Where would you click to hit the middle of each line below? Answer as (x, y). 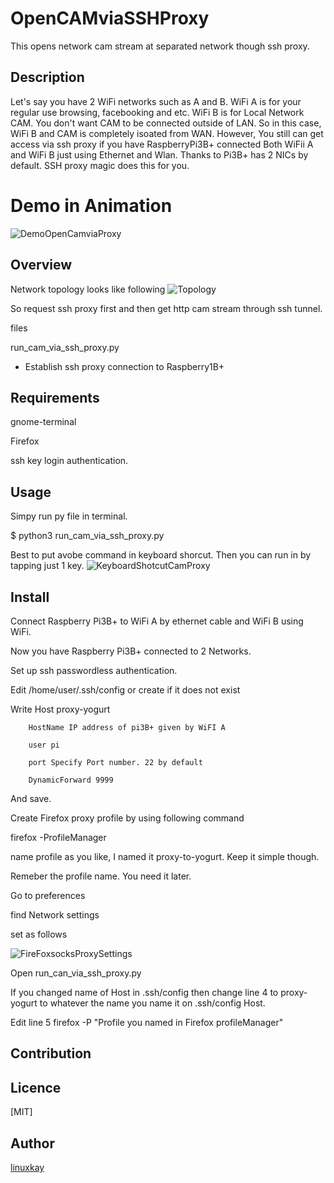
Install (30, 597)
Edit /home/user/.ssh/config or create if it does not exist (125, 689)
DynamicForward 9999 (71, 780)
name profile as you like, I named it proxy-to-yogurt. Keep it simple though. (165, 856)
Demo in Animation (91, 205)
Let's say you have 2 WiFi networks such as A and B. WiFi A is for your (156, 101)
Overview (41, 265)
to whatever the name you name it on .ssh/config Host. (152, 1003)
